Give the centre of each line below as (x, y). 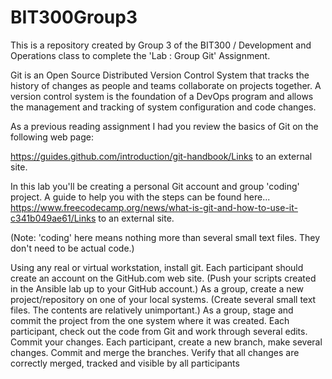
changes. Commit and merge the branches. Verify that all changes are (155, 352)
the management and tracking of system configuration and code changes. (163, 107)
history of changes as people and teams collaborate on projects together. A (166, 85)
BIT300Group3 (74, 17)
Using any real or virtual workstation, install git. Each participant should (157, 267)
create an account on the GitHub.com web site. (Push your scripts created (163, 278)
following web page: (52, 137)
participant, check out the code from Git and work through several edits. (159, 331)
